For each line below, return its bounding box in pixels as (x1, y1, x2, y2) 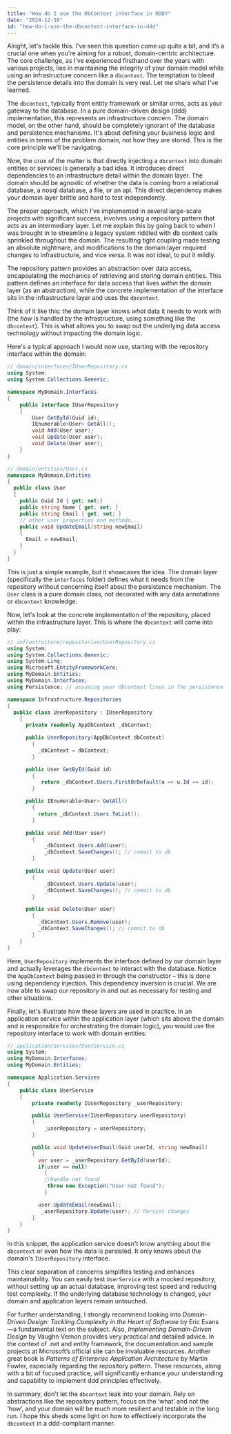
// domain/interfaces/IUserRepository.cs (7, 364, 128, 370)
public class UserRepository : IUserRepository (13, 709, 153, 716)
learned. (7, 86, 31, 94)
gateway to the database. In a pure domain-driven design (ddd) (7, 106, 188, 115)
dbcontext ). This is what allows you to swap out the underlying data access (7, 322, 221, 330)
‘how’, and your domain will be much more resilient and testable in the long (7, 1404, 219, 1413)
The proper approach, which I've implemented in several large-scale (7, 207, 202, 215)
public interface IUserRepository (19, 402, 119, 408)
